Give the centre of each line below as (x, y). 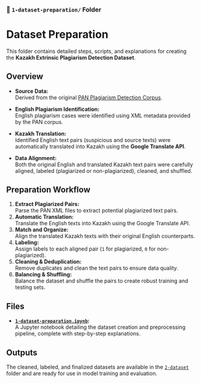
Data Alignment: (36, 158)
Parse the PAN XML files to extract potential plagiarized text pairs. (96, 211)
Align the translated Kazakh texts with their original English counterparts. (105, 236)
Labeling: (27, 243)
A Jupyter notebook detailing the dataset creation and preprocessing (100, 327)
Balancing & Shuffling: (43, 275)
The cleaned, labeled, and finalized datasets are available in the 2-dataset (97, 367)
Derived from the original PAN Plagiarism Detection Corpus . (88, 97)
